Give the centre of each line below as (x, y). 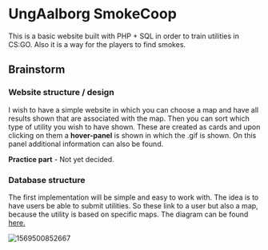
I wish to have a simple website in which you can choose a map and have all (133, 109)
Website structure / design (61, 93)
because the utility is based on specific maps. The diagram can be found (128, 214)
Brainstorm (37, 70)
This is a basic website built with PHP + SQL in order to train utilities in (124, 36)
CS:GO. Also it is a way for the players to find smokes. (97, 44)
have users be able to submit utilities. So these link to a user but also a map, (133, 205)
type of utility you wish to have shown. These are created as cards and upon (134, 127)
